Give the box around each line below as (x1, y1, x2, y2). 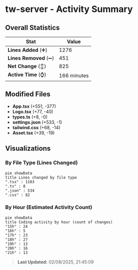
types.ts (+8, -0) (12, 114, 48, 120)
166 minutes (58, 72, 89, 79)
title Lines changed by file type (5, 175, 77, 180)
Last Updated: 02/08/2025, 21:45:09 (17, 259, 94, 265)
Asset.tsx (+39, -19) (12, 130, 55, 136)
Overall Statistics (5, 23, 60, 32)
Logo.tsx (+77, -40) (12, 108, 53, 114)
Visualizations (5, 144, 51, 153)
